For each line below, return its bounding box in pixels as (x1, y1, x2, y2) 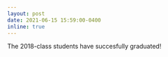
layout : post (7, 10, 45, 17)
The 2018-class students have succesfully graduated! (7, 42, 162, 51)
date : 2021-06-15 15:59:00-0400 (7, 17, 101, 24)
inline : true (7, 23, 45, 30)
